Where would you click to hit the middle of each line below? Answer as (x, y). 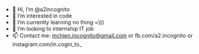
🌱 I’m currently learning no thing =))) (58, 22)
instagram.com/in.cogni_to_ (47, 44)
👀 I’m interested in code (42, 16)
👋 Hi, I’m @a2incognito (41, 9)
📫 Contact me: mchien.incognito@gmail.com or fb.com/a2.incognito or (102, 35)
